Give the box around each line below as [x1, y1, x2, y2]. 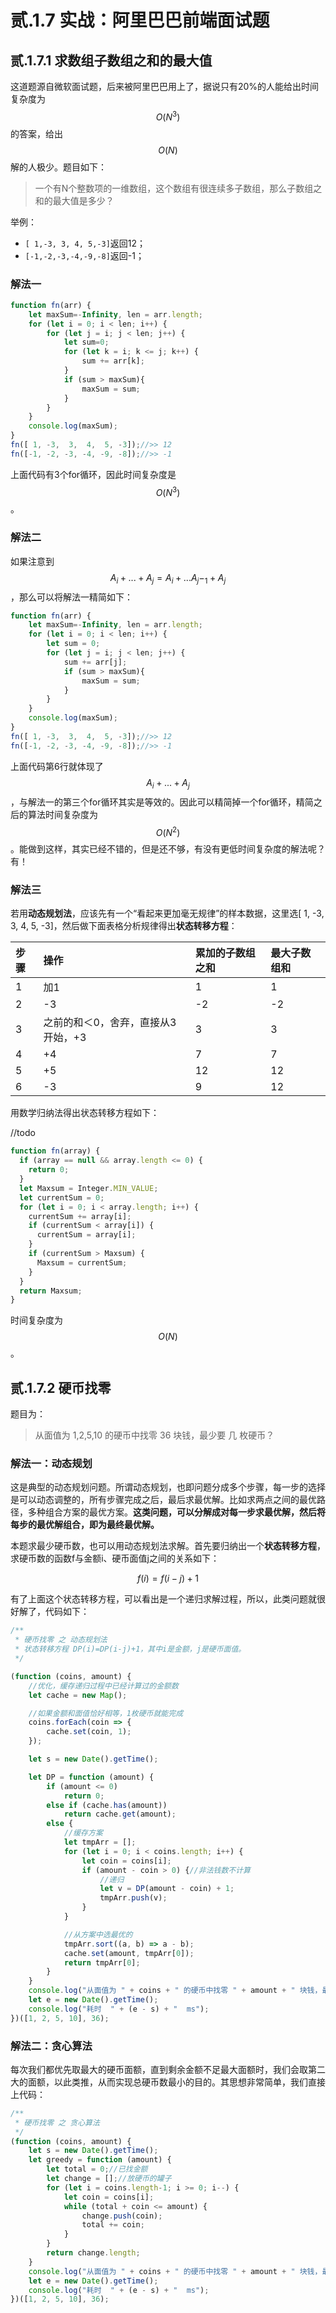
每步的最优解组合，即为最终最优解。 [10, 1519, 160, 1531]
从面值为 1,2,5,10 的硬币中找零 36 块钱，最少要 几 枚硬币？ [34, 1429, 275, 1441]
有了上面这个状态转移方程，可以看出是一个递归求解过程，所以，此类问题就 [10, 1593, 317, 1605]
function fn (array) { [10, 1146, 101, 1156]
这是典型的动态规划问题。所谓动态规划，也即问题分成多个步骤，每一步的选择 [10, 1481, 326, 1493]
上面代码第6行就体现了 [10, 760, 104, 772]
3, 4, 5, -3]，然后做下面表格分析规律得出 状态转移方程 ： [10, 920, 238, 932]
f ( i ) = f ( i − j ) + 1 [137, 1572, 199, 1585]
